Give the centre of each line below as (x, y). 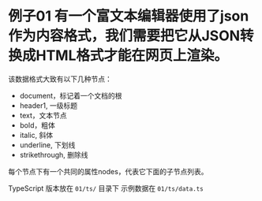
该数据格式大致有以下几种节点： (60, 79)
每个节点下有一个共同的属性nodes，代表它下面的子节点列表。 (108, 171)
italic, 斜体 (36, 135)
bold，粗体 (37, 125)
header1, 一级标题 (48, 105)
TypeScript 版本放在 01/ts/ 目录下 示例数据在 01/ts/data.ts (106, 188)
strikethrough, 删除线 (54, 154)
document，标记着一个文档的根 (71, 95)
